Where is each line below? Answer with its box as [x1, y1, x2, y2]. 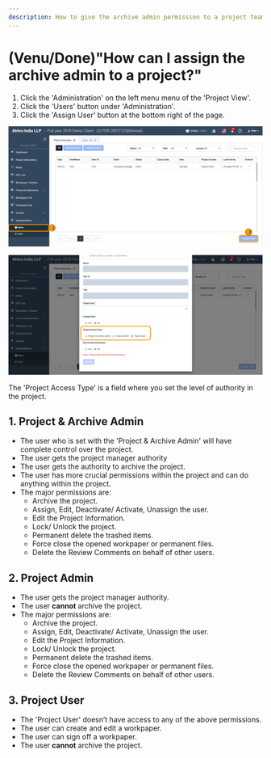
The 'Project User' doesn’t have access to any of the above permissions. [19, 714, 262, 724]
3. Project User [8, 693, 85, 707]
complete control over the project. [19, 444, 134, 454]
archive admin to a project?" [8, 65, 202, 84]
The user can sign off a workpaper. [19, 731, 137, 741]
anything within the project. [19, 479, 111, 489]
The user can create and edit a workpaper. [19, 723, 162, 733]
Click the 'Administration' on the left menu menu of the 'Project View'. [19, 93, 252, 103]
